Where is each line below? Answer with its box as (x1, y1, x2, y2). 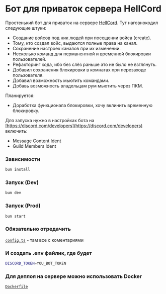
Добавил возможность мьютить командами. (12, 77, 110, 83)
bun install (5, 167, 30, 172)
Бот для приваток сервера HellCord (5, 3, 162, 15)
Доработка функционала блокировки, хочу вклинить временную (12, 102, 153, 108)
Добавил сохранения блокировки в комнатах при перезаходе (12, 66, 146, 73)
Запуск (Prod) (5, 202, 41, 209)
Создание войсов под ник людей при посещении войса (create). (12, 35, 151, 41)
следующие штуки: (5, 25, 47, 31)
